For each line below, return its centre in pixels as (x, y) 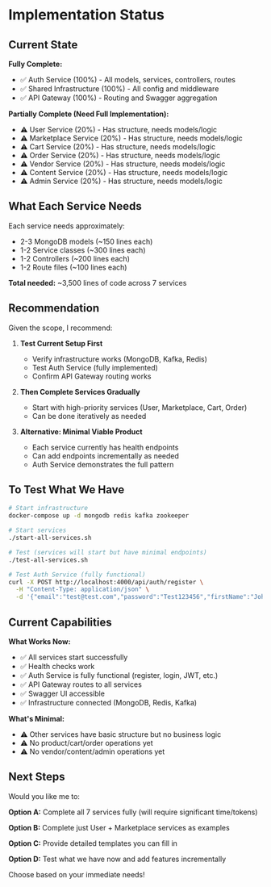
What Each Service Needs (75, 206)
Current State (43, 45)
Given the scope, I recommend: (60, 328)
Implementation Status (87, 15)
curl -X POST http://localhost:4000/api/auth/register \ (106, 582)
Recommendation (54, 308)
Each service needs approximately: (67, 226)
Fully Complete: (35, 64)
